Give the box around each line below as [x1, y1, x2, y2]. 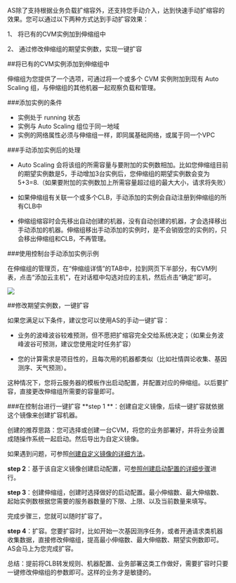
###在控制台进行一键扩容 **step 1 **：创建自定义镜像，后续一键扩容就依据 [7, 402, 224, 410]
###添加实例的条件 [7, 98, 63, 107]
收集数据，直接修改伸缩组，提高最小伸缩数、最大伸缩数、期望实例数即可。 [7, 536, 223, 544]
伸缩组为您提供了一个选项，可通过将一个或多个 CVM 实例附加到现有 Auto [7, 74, 219, 83]
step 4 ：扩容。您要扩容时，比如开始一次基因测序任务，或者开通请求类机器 [7, 527, 223, 535]
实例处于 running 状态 [17, 113, 81, 122]
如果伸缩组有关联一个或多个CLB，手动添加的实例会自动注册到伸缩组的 [17, 193, 221, 202]
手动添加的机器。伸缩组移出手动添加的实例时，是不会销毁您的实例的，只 [17, 225, 227, 234]
